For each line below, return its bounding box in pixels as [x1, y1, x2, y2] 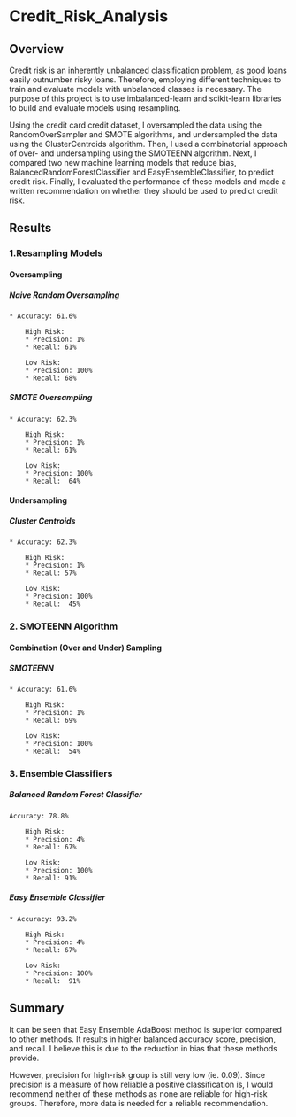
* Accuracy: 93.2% [9, 914, 77, 923]
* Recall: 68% [25, 374, 77, 383]
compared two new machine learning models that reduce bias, [9, 158, 237, 167]
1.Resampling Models [9, 247, 103, 260]
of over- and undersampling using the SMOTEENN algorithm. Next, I [9, 148, 257, 159]
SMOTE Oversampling [9, 392, 93, 403]
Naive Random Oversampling [9, 290, 120, 300]
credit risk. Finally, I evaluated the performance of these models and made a [9, 176, 287, 187]
